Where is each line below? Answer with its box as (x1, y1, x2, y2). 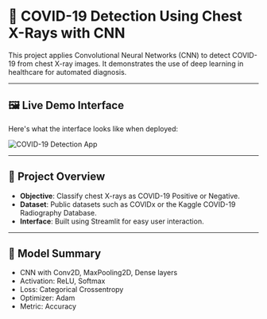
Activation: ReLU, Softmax (19, 276, 106, 286)
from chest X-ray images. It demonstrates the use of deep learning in (17, 59, 244, 68)
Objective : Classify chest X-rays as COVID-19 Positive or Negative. (19, 191, 240, 200)
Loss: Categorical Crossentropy (19, 285, 124, 294)
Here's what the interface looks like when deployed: (8, 123, 179, 134)
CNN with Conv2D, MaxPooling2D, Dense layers (19, 268, 178, 278)
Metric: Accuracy (19, 301, 77, 311)
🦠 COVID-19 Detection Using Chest (8, 7, 242, 25)
